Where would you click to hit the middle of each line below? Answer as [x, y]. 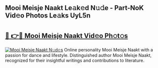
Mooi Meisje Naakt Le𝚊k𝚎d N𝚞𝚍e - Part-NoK [74, 8]
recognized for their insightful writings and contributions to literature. [75, 60]
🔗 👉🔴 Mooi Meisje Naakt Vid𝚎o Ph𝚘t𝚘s [67, 36]
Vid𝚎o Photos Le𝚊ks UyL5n [48, 16]
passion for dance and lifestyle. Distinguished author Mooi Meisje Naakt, [79, 55]
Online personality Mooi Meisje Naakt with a [108, 50]
